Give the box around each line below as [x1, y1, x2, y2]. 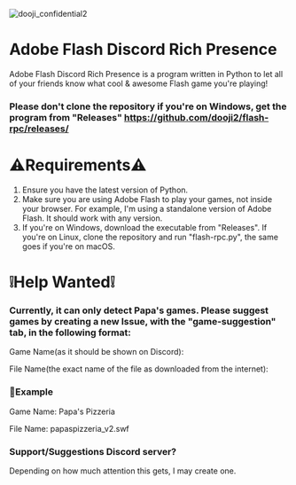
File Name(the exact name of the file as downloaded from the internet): [9, 364, 269, 374]
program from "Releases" [9, 111, 122, 123]
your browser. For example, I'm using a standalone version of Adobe [21, 203, 272, 214]
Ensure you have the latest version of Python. [21, 184, 189, 195]
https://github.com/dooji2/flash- [123, 111, 269, 123]
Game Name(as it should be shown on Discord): [9, 347, 184, 357]
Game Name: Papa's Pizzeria [9, 406, 115, 417]
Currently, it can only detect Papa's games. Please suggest [9, 304, 269, 317]
